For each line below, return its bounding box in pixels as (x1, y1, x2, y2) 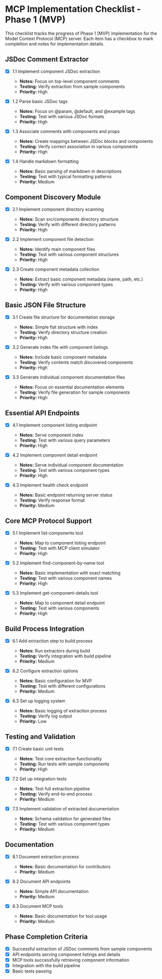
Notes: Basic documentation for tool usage (19, 913, 107, 919)
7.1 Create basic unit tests (12, 746, 64, 751)
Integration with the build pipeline (12, 963, 80, 968)
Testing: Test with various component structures (19, 251, 119, 257)
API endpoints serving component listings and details (12, 951, 121, 957)
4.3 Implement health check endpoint (12, 482, 89, 488)
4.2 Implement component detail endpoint (12, 452, 97, 458)
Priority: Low (19, 718, 47, 724)
